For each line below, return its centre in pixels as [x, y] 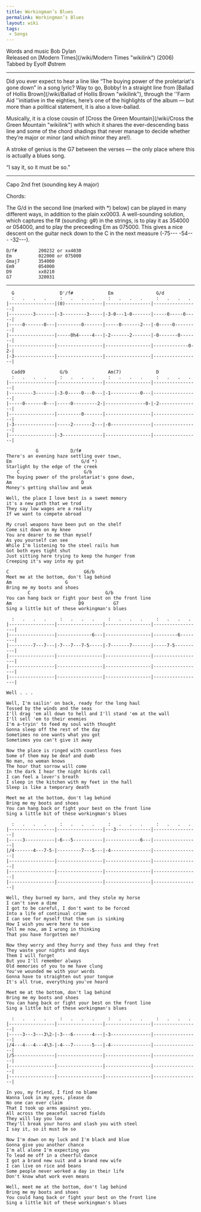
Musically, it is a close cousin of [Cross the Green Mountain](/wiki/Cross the [100, 118]
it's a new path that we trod [44, 504]
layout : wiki [22, 23]
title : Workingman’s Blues [40, 12]
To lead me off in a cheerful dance [52, 1156]
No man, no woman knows [36, 761]
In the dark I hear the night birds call [59, 772]
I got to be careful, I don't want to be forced [68, 909]
